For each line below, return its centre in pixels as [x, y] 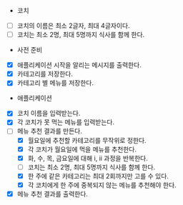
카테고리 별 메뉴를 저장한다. [55, 83]
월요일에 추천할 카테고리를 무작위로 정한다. [87, 140]
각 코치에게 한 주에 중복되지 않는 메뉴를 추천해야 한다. [102, 185]
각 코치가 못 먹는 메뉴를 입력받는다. [66, 122]
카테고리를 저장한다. [45, 74]
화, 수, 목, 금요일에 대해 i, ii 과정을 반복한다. [88, 158]
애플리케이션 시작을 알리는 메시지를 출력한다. [79, 65]
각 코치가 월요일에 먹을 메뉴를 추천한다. [82, 149]
